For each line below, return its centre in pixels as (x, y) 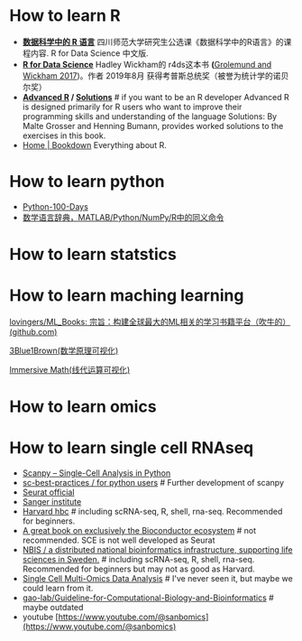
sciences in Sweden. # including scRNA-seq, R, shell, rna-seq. (138, 560)
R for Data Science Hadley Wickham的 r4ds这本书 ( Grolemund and (147, 64)
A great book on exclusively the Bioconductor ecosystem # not (139, 531)
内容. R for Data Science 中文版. (89, 53)
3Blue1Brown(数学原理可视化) (64, 350)
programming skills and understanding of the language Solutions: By (150, 116)
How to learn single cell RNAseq (132, 448)
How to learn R (65, 16)
